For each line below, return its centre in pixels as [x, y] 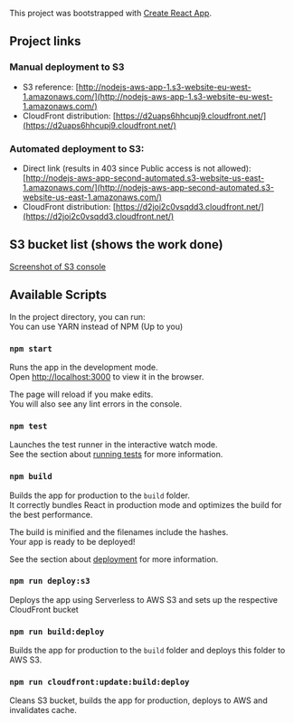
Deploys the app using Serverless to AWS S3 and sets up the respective [144, 599]
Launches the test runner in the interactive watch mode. [114, 445]
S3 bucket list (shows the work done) [116, 244]
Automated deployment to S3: [77, 148]
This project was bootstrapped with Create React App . [111, 13]
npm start [31, 348]
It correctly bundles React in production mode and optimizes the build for [146, 504]
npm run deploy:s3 [50, 581]
